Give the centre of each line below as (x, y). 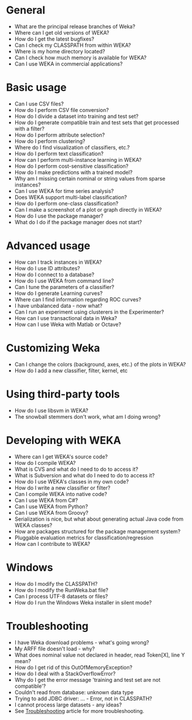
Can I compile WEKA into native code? (61, 494)
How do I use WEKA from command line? (64, 281)
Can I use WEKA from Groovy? (52, 512)
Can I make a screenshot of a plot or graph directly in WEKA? (88, 209)
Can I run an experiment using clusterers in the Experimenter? (89, 312)
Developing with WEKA (64, 440)
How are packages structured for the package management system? (97, 531)
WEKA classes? (33, 525)
